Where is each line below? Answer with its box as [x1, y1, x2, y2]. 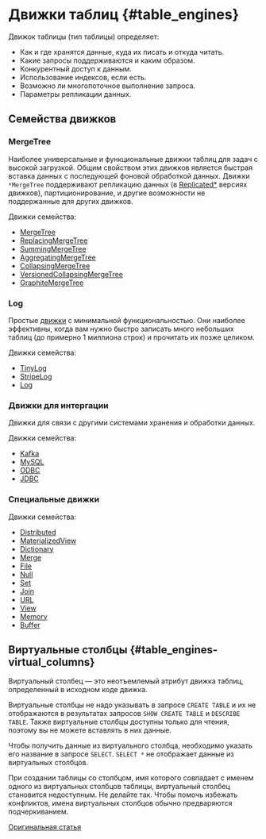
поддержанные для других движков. [8, 196, 133, 206]
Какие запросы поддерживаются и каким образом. [19, 56, 196, 65]
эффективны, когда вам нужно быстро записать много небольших [8, 324, 234, 333]
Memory [19, 611, 48, 621]
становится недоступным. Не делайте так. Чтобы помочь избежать [8, 790, 238, 799]
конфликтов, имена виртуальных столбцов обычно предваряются [8, 799, 233, 808]
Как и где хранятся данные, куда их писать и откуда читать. [19, 47, 225, 56]
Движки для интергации [8, 399, 109, 410]
